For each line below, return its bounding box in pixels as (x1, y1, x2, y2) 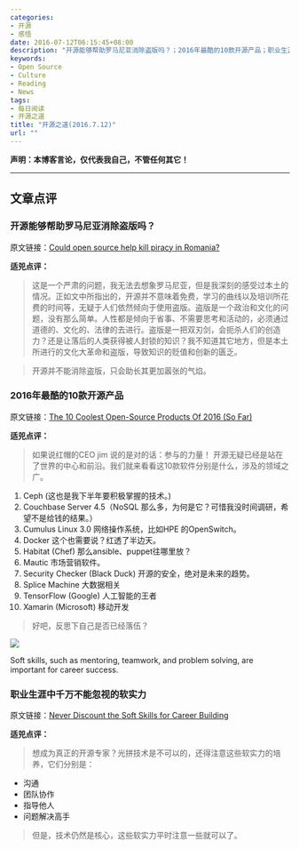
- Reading (10, 79, 47, 88)
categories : (10, 12, 54, 22)
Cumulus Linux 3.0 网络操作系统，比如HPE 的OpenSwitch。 (22, 524, 242, 534)
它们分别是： (47, 759, 95, 770)
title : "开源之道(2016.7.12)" (10, 121, 116, 130)
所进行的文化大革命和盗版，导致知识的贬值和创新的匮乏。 (31, 346, 242, 356)
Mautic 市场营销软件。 (22, 557, 106, 567)
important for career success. (10, 664, 119, 675)
